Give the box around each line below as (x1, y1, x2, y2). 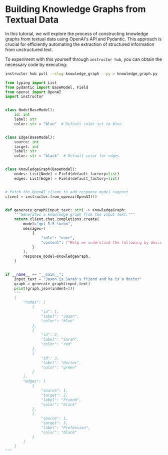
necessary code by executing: (5, 61, 67, 67)
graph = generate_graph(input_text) (14, 281, 91, 286)
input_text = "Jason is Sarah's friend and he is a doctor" (14, 276, 142, 282)
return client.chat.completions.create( (14, 217, 99, 222)
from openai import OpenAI (5, 89, 61, 94)
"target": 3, (40, 421, 68, 426)
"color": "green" (40, 365, 77, 370)
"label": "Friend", (40, 397, 81, 403)
